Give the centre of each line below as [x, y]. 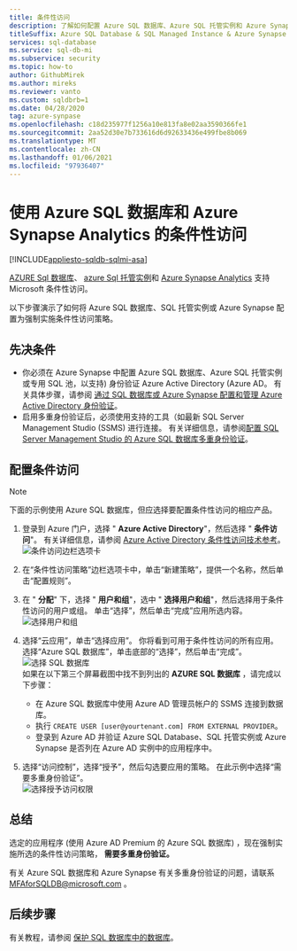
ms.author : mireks [43, 83]
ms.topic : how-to [41, 67]
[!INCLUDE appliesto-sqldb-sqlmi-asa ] [78, 260]
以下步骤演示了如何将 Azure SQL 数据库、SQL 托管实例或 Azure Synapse [142, 308]
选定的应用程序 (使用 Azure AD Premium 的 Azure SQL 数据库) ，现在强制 [142, 842]
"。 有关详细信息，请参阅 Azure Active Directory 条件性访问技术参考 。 [157, 539]
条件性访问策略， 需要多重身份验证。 [107, 854]
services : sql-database [53, 42]
